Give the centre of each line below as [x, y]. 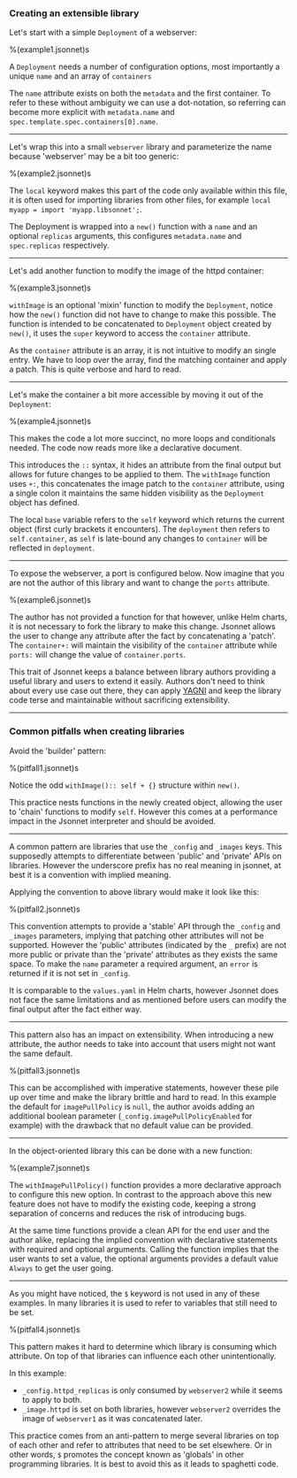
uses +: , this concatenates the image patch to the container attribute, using [147, 484]
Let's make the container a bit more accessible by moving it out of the [136, 395]
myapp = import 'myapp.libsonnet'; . [76, 210]
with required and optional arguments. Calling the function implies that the [144, 1249]
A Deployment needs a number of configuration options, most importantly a [145, 67]
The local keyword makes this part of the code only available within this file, [148, 191]
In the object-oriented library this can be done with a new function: [131, 1151]
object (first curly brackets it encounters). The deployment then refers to [140, 529]
